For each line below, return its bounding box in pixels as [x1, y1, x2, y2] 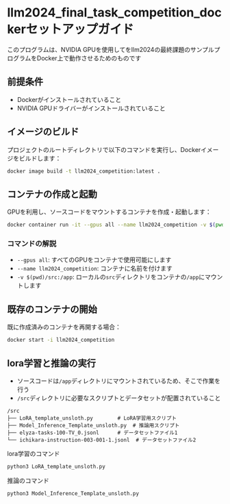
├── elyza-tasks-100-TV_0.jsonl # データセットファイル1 [7, 429, 178, 436]
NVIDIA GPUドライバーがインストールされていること [16, 104, 166, 112]
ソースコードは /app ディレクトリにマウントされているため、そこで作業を [16, 377, 221, 385]
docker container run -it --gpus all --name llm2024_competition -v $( [7, 221, 216, 229]
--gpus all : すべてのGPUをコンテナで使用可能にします [16, 255, 172, 264]
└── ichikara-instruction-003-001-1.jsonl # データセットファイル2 [7, 436, 196, 443]
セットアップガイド [25, 22, 134, 37]
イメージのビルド [7, 126, 79, 138]
